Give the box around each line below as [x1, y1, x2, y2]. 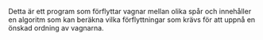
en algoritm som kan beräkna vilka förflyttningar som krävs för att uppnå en [8, 15, 256, 24]
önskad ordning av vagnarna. [8, 24, 105, 32]
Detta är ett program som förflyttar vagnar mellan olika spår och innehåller [8, 7, 252, 16]
